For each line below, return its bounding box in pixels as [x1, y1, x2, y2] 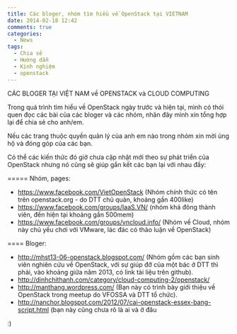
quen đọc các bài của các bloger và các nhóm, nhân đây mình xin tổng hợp [7, 110, 227, 119]
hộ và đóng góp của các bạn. [7, 139, 93, 147]
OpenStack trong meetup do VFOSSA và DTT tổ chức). [17, 290, 178, 299]
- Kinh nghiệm [13, 63, 55, 70]
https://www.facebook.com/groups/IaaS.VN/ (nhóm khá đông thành [17, 202, 216, 211]
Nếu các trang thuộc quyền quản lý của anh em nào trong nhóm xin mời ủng [7, 132, 230, 140]
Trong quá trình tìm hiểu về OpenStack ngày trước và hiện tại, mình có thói [7, 103, 224, 111]
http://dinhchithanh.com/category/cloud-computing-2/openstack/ [17, 275, 210, 284]
